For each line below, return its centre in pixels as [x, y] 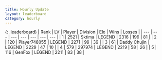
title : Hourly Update [27, 9]
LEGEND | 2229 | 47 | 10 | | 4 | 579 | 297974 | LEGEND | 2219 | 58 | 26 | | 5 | [81, 47]
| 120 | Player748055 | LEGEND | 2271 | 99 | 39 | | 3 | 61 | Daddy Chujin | [77, 42]
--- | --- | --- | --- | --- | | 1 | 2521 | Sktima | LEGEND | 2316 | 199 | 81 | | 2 [84, 37]
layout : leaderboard [26, 14]
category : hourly [23, 18]
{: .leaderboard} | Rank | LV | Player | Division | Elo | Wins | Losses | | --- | [79, 32]
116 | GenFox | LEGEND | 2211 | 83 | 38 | [45, 52]
